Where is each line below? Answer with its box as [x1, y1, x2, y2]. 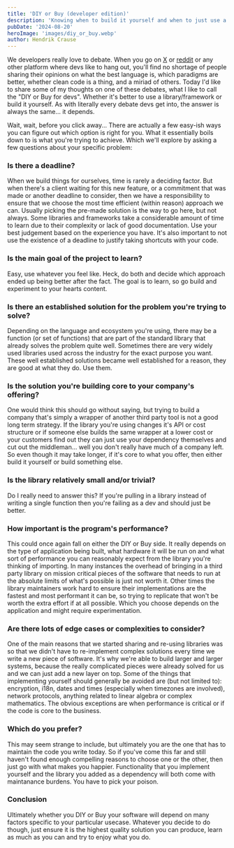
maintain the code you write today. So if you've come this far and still [7, 747, 206, 756]
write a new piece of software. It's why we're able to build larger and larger [7, 655, 224, 663]
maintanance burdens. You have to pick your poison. [7, 777, 159, 786]
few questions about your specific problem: [7, 143, 133, 152]
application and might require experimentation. [7, 606, 142, 614]
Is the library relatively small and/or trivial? [7, 475, 156, 485]
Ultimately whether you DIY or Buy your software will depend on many [7, 810, 210, 819]
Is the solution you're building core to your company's [7, 381, 194, 390]
